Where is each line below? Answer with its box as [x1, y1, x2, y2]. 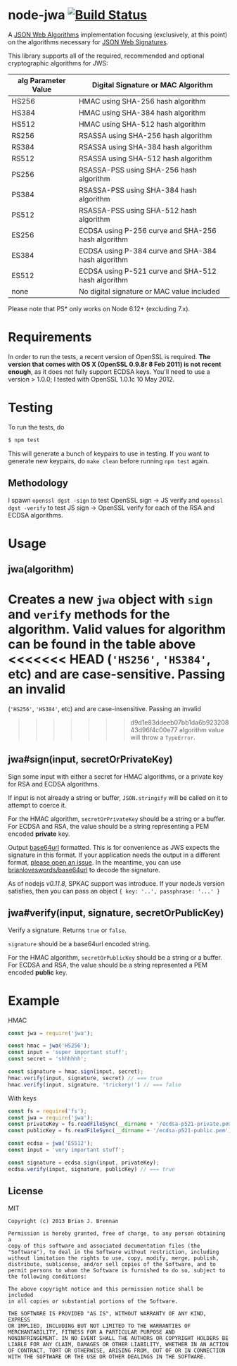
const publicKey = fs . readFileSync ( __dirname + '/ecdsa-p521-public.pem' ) [8, 1127, 232, 1134]
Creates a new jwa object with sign [8, 591, 213, 608]
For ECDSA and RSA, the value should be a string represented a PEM [8, 960, 208, 969]
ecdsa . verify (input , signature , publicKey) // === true [8, 1165, 175, 1172]
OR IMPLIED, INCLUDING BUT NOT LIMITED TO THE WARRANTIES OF [8, 1322, 191, 1329]
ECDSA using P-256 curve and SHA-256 [78, 225, 217, 235]
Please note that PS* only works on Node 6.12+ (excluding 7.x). [8, 304, 191, 313]
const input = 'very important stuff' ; [8, 1146, 125, 1154]
